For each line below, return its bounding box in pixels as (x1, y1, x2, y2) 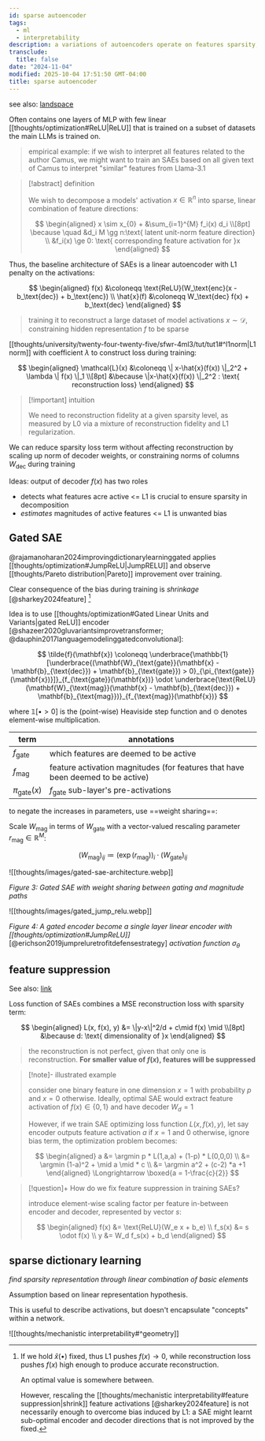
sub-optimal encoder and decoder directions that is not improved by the (20, 1416, 255, 1425)
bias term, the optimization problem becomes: (28, 1137, 178, 1146)
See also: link (9, 984, 53, 994)
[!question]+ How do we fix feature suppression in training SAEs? (28, 1184, 241, 1193)
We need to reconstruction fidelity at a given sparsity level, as (28, 411, 229, 420)
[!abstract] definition (28, 178, 95, 188)
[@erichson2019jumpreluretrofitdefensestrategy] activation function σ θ (9, 938, 241, 950)
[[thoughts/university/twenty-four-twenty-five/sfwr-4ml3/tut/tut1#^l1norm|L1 (9, 340, 256, 349)
